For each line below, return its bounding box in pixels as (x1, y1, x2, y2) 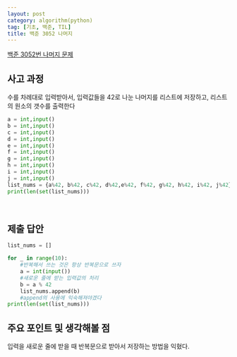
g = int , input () (7, 155, 55, 162)
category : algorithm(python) (7, 17, 93, 24)
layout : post (7, 10, 46, 18)
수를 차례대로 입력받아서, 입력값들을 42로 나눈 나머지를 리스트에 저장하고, (7, 93, 209, 102)
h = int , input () (7, 162, 55, 169)
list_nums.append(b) (20, 287, 80, 295)
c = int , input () (7, 128, 55, 136)
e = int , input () (7, 142, 55, 149)
